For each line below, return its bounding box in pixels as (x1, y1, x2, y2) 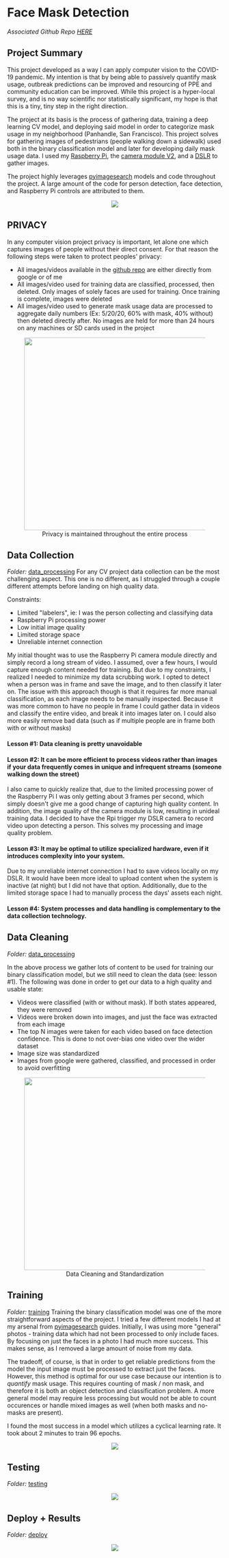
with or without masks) (7, 724, 72, 732)
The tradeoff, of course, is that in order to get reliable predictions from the (7, 1357, 215, 1365)
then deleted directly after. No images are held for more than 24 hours (16, 317, 215, 325)
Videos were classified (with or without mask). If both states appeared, (16, 998, 217, 1006)
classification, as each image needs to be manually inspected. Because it (7, 695, 213, 703)
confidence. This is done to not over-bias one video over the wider (16, 1035, 205, 1043)
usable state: (7, 985, 44, 993)
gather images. (7, 159, 50, 167)
